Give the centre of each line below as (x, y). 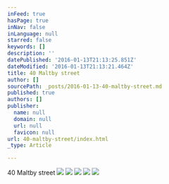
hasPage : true (28, 21)
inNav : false (26, 27)
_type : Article (30, 146)
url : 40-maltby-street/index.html (58, 139)
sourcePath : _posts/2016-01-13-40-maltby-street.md (84, 86)
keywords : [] (26, 47)
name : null (30, 113)
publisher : (23, 106)
